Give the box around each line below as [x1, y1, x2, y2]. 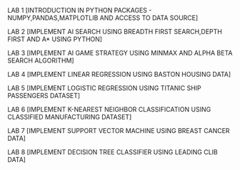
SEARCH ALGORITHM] [7, 56, 74, 65]
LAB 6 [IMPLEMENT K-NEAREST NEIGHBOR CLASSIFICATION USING [7, 105, 211, 113]
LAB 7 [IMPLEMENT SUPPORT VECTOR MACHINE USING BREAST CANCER [7, 127, 230, 134]
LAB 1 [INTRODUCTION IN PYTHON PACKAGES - [7, 6, 152, 14]
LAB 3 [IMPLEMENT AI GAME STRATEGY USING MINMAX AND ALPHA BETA [7, 49, 233, 57]
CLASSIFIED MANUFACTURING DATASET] [7, 113, 132, 121]
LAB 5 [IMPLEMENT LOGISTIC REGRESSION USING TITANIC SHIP [7, 84, 201, 92]
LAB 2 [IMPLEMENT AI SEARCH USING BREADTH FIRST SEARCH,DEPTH [7, 28, 223, 36]
